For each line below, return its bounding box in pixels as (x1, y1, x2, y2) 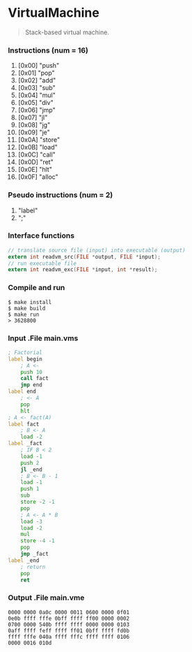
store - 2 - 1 (20, 498, 55, 506)
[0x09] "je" (17, 128, 51, 137)
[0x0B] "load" (17, 143, 58, 152)
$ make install (8, 298, 52, 305)
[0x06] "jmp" (17, 106, 56, 115)
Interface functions (8, 231, 75, 240)
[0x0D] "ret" (17, 158, 54, 166)
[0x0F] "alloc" (17, 173, 58, 181)
